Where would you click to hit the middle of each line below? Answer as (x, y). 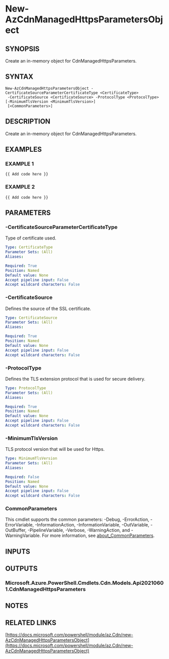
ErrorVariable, (20, 525)
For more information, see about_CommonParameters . (98, 535)
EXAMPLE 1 (20, 163)
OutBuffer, (16, 530)
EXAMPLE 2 (20, 187)
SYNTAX (19, 77)
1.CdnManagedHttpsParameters (45, 589)
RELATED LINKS (31, 622)
